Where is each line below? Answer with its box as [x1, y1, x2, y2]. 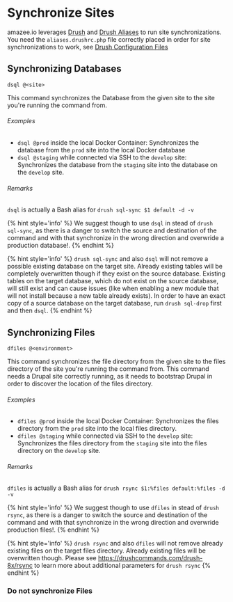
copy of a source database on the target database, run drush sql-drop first [7, 299, 223, 308]
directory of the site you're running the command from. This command [7, 364, 209, 373]
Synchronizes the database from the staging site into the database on [17, 160, 218, 168]
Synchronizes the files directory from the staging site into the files [17, 439, 207, 447]
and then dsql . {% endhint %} [7, 306, 93, 315]
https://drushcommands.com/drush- [97, 554, 203, 562]
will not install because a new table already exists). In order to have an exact [7, 292, 226, 300]
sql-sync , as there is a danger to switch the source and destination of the [7, 226, 217, 235]
